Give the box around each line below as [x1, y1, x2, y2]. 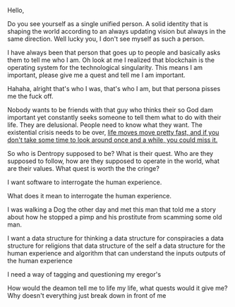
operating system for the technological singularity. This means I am [7, 64, 203, 71]
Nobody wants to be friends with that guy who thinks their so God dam [7, 106, 214, 114]
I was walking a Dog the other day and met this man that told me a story [7, 205, 217, 214]
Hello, [7, 6, 25, 14]
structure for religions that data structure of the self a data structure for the [7, 241, 226, 250]
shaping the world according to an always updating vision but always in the [7, 28, 226, 35]
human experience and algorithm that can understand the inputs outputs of [7, 249, 226, 257]
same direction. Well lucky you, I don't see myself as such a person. [7, 35, 205, 43]
